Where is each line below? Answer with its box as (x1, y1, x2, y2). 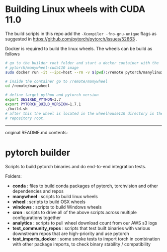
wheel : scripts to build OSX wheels (12, 199, 86, 205)
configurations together (12, 215, 61, 221)
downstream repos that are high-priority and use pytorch (12, 231, 129, 237)
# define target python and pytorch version (5, 92, 99, 98)
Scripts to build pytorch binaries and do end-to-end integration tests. (5, 163, 147, 169)
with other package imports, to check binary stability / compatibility (12, 241, 151, 247)
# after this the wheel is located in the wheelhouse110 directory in (5, 111, 155, 116)
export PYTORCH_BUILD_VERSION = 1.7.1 (5, 102, 81, 107)
